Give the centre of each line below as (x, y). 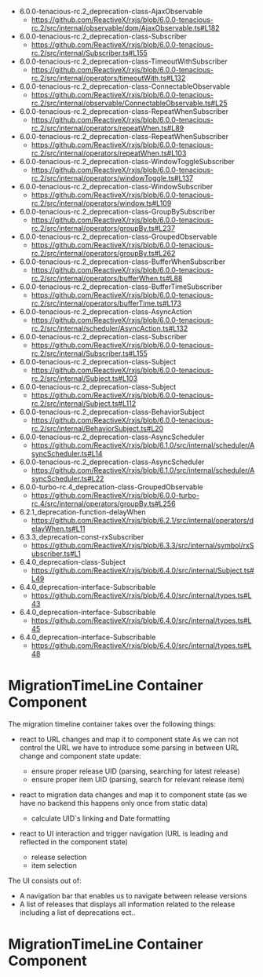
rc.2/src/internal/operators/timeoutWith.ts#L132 (108, 78)
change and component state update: (80, 756)
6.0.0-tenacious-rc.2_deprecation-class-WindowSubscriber (116, 187)
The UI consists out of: (45, 880)
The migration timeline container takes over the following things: (112, 724)
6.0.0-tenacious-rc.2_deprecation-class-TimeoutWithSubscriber (123, 61)
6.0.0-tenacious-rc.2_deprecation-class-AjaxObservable (111, 11)
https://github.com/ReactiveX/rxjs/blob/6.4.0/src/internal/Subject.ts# (143, 570)
